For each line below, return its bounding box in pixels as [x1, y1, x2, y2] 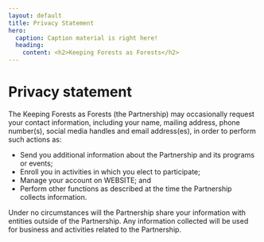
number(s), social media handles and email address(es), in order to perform [8, 126, 256, 135]
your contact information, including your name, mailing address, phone [8, 117, 241, 127]
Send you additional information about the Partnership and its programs [19, 150, 255, 159]
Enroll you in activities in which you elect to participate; [19, 166, 200, 176]
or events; [19, 158, 53, 168]
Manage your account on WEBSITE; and [19, 175, 151, 185]
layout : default [8, 11, 62, 20]
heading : [15, 41, 45, 49]
